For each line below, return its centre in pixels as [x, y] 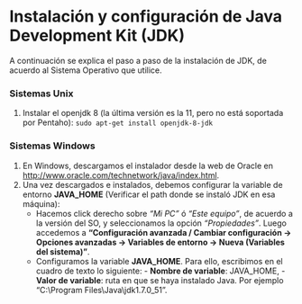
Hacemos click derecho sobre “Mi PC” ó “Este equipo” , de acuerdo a [164, 213]
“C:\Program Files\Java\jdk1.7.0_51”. [101, 290]
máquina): [41, 203]
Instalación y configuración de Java [146, 17]
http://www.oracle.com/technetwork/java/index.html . [121, 175]
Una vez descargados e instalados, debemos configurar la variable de [152, 184]
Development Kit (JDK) [97, 36]
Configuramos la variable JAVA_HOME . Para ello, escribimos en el [159, 261]
